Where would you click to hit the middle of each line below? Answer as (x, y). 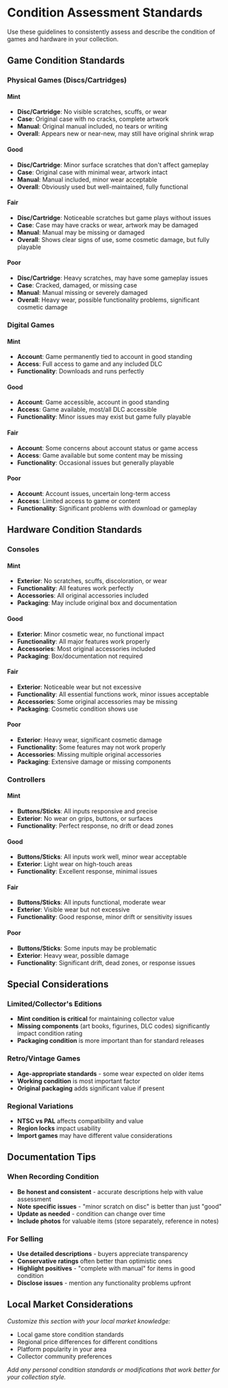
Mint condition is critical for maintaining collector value (96, 1019)
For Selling (25, 1239)
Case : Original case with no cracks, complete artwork (93, 119)
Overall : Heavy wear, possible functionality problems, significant (108, 300)
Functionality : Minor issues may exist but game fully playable (104, 417)
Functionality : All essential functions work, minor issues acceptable (113, 694)
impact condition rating (50, 1033)
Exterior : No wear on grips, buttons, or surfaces (85, 819)
